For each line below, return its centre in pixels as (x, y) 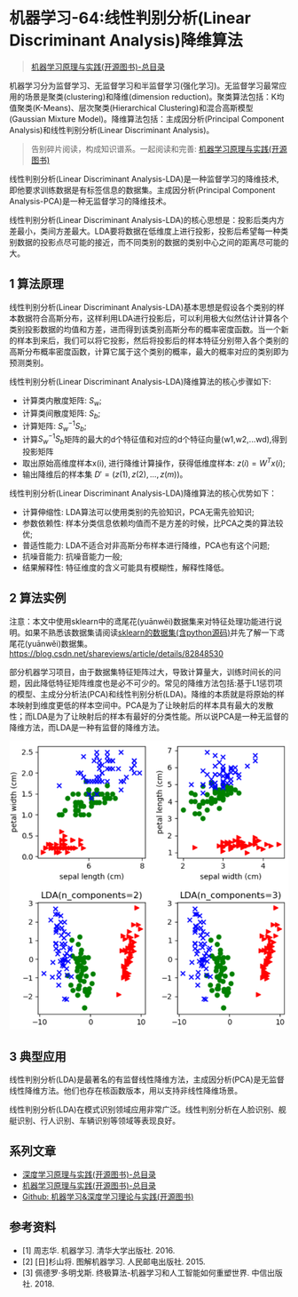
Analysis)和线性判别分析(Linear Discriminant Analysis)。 (112, 130)
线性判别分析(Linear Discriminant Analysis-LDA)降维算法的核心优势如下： (143, 493)
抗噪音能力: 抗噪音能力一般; (72, 556)
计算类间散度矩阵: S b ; (61, 414)
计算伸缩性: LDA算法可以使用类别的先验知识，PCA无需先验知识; (138, 512)
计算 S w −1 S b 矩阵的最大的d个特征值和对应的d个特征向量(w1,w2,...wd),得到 (155, 439)
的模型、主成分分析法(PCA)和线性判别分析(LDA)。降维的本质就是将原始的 (143, 694)
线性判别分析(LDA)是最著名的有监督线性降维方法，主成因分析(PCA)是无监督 (147, 1079)
